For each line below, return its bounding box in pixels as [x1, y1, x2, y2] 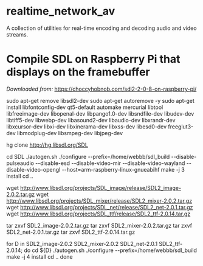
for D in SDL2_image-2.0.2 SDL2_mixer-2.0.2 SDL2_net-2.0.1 [6, 240, 158, 247]
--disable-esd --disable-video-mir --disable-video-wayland [35, 159, 185, 167]
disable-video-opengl [6, 166, 61, 173]
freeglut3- [168, 123, 194, 130]
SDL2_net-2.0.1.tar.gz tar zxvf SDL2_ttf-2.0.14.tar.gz [6, 228, 136, 236]
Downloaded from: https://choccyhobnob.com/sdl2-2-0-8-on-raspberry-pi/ [6, 85, 197, 93]
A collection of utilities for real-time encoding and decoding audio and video [6, 24, 197, 32]
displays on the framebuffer [6, 65, 150, 79]
